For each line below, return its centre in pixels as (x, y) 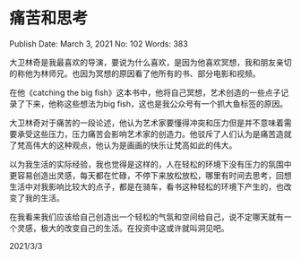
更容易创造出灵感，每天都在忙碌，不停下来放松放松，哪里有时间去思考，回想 (150, 175)
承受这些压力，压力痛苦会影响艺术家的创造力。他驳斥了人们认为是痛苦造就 (154, 134)
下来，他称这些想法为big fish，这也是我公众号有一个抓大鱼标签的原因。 (156, 103)
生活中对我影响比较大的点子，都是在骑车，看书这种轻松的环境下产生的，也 (146, 186)
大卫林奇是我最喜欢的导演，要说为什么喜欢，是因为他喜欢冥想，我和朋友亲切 (150, 62)
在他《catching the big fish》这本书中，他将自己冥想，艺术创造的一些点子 (145, 92)
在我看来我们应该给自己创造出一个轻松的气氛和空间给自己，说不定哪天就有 (146, 217)
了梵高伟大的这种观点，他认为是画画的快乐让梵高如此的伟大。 (123, 145)
